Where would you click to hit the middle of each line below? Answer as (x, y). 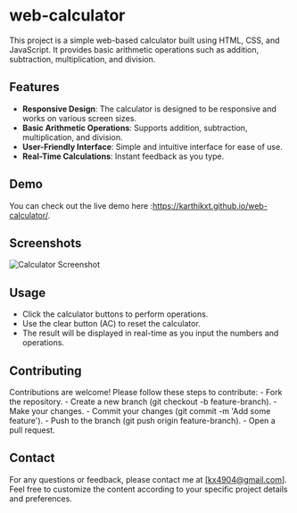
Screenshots (45, 243)
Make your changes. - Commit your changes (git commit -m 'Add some (140, 411)
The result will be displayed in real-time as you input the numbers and (150, 333)
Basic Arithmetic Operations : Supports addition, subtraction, (135, 128)
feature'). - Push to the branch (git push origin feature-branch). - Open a (143, 421)
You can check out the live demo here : (81, 205)
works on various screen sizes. (79, 118)
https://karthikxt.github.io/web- (210, 205)
